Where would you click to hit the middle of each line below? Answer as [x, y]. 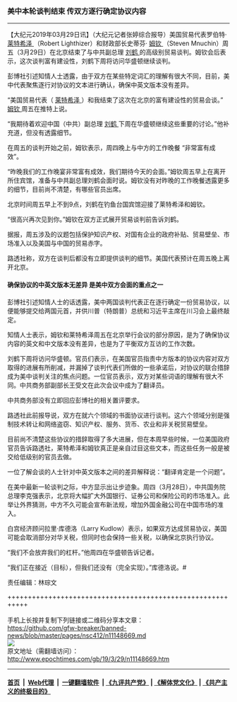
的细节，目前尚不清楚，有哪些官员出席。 [66, 190]
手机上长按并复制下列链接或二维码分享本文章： [75, 620]
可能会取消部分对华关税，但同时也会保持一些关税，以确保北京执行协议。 [112, 537]
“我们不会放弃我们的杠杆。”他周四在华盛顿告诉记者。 [83, 552]
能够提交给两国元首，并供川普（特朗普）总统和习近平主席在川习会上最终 [118, 311]
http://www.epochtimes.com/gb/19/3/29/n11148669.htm [89, 659]
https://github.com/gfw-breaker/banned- [67, 628]
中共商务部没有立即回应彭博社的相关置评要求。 [75, 400]
